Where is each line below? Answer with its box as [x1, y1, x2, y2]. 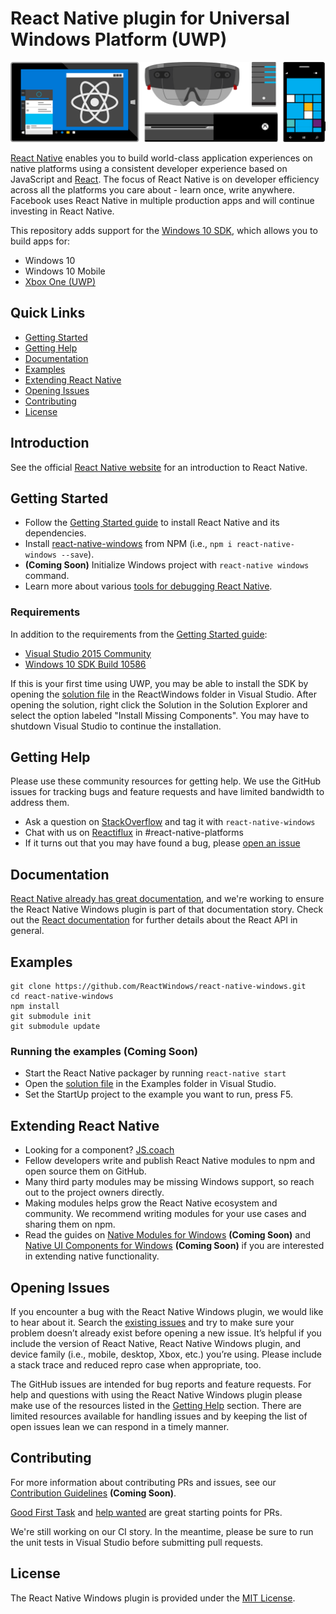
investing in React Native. [10, 205, 115, 217]
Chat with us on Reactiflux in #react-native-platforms [24, 827, 245, 839]
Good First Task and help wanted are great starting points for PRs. [10, 1506, 283, 1518]
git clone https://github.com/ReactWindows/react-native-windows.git [10, 982, 307, 992]
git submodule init [10, 1012, 92, 1022]
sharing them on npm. [24, 1218, 116, 1231]
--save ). [61, 548, 95, 561]
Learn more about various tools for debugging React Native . [24, 580, 273, 592]
